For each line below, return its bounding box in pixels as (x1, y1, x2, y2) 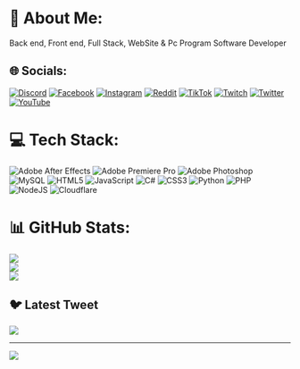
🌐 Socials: (9, 63, 68, 79)
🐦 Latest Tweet (9, 298, 99, 313)
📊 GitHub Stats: (9, 217, 131, 238)
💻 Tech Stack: (9, 130, 120, 150)
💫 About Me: (9, 8, 104, 29)
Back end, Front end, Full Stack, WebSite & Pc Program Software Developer (9, 38, 287, 48)
